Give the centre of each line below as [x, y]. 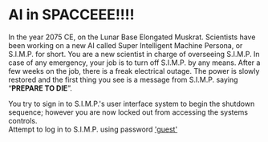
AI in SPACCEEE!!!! [71, 15]
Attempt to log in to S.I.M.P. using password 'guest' [93, 129]
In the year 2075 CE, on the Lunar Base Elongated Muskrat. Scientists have [132, 37]
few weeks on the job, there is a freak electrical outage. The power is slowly [134, 71]
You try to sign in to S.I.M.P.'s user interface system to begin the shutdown [132, 103]
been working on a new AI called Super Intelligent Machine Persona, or [126, 45]
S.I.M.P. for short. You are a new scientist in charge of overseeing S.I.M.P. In [134, 54]
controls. [23, 120]
